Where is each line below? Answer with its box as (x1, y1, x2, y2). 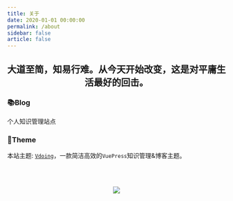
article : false (7, 36, 51, 43)
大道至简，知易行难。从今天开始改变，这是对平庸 (7, 63, 217, 75)
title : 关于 (7, 10, 40, 17)
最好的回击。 (93, 76, 149, 88)
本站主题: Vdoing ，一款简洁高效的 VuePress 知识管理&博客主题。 (7, 152, 186, 160)
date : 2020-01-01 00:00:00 (7, 17, 85, 24)
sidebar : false (7, 29, 51, 37)
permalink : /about (7, 23, 60, 30)
